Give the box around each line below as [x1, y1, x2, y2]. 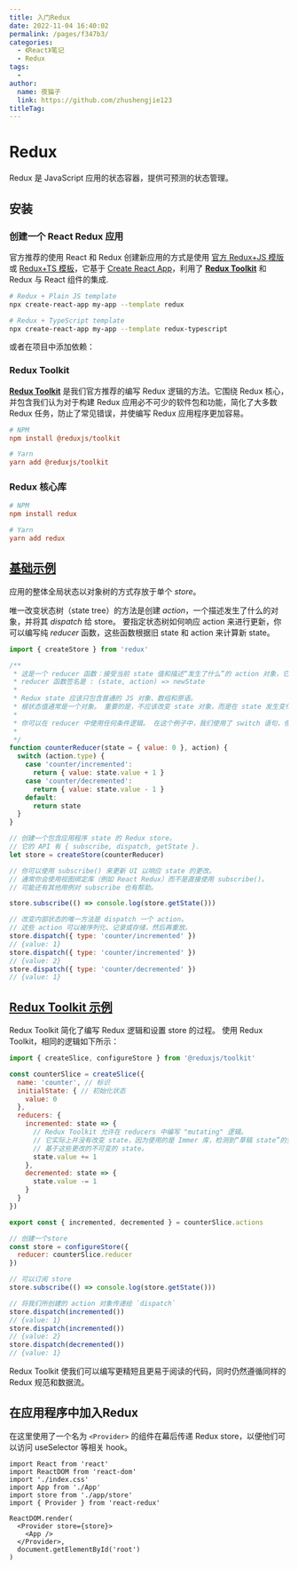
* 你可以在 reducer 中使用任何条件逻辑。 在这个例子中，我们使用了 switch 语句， [12, 719, 285, 728]
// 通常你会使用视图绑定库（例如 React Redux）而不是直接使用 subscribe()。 [9, 874, 269, 884]
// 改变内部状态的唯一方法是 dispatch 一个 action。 [9, 915, 188, 924]
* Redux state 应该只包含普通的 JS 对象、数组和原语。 [12, 694, 198, 703]
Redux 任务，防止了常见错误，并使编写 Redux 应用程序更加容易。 [9, 408, 248, 418]
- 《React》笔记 [17, 46, 65, 55]
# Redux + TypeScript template [9, 316, 125, 325]
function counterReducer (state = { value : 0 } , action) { [9, 744, 228, 753]
